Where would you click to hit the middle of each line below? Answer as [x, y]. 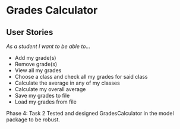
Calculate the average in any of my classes [67, 83]
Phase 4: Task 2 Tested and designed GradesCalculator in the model [90, 113]
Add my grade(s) [35, 58]
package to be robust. [33, 120]
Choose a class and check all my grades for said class [81, 77]
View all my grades [38, 70]
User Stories [30, 32]
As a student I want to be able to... [48, 46]
